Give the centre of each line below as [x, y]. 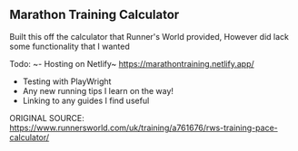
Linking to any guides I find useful [86, 100]
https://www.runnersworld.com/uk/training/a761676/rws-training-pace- [144, 127]
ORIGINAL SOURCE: [47, 118]
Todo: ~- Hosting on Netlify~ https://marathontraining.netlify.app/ [132, 63]
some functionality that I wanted [70, 46]
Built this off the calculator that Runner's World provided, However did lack [149, 36]
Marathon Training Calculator [94, 15]
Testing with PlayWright [67, 81]
